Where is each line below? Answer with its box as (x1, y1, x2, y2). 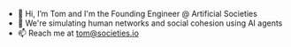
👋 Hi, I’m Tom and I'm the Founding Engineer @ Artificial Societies (17, 9, 258, 19)
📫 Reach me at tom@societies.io (17, 27, 140, 38)
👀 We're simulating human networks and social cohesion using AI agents (17, 18, 283, 28)
